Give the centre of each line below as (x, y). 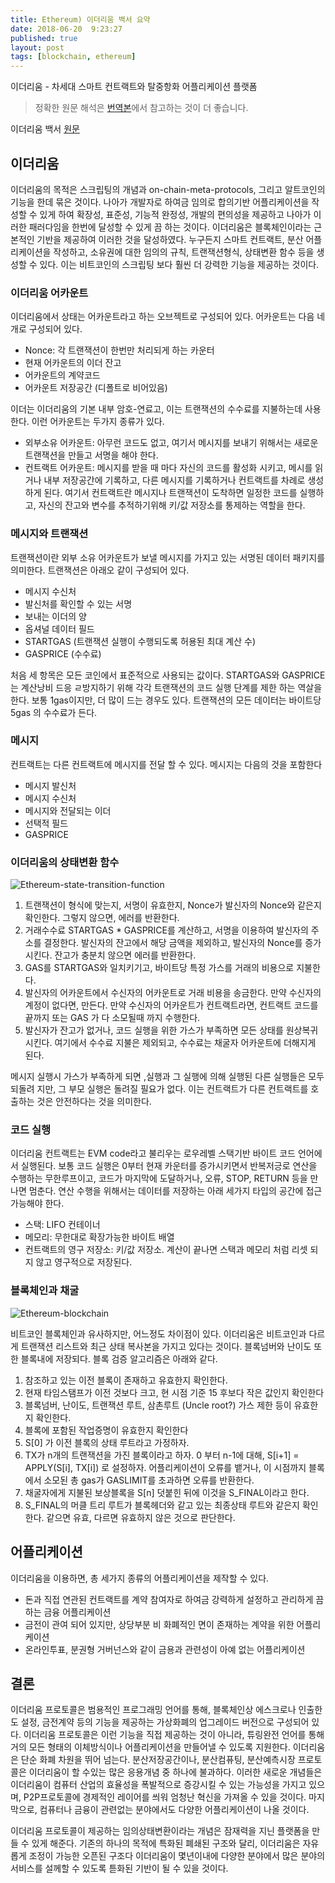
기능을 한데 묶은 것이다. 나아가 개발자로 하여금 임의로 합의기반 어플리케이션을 (160, 202)
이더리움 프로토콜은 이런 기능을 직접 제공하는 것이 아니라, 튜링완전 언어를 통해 (174, 1735)
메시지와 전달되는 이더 (68, 810)
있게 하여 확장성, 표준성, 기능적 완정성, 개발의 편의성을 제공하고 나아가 (175, 214)
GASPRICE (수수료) (63, 653)
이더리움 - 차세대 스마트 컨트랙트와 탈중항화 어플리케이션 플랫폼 (134, 87)
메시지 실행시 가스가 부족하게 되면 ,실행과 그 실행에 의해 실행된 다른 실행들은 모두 (167, 1077)
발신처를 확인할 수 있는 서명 (78, 603)
